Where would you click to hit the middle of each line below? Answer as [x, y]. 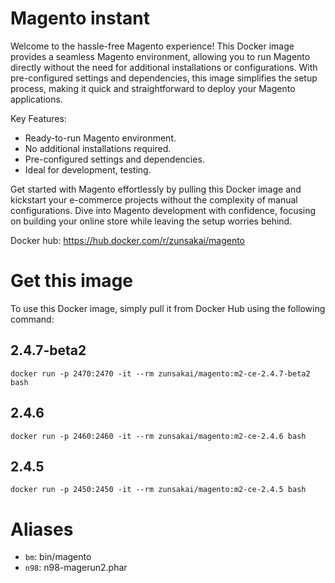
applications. [36, 99]
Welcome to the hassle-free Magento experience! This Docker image [152, 46]
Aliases [42, 529]
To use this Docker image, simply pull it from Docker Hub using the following [168, 308]
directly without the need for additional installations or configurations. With [164, 67]
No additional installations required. [98, 148]
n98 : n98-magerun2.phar [76, 568]
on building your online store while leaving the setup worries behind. [151, 221]
